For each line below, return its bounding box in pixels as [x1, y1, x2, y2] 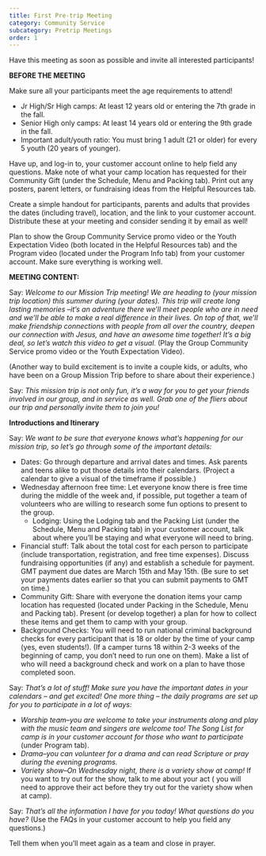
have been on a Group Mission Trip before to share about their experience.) [9, 370, 256, 380]
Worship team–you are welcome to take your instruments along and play [20, 715, 258, 725]
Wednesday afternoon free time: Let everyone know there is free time [20, 483, 248, 492]
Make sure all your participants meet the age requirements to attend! [9, 86, 233, 96]
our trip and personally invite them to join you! [9, 403, 160, 412]
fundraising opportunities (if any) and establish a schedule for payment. [20, 558, 255, 567]
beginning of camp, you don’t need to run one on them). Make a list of [20, 651, 249, 660]
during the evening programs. [20, 758, 118, 767]
